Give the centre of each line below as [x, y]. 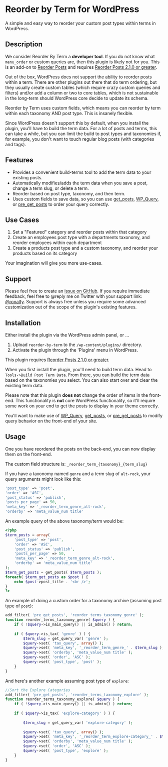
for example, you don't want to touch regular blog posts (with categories [80, 139]
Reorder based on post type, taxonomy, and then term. [69, 193]
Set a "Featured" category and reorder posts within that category [79, 232]
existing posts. [27, 177]
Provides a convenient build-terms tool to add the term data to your [82, 172]
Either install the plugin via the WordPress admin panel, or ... [67, 335]
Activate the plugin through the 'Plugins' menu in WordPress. [75, 350]
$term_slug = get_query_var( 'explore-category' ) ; [78, 723]
